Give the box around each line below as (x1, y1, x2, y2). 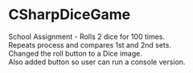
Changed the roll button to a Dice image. (8, 48, 142, 58)
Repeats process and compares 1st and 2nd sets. (8, 40, 171, 49)
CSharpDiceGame (8, 6, 131, 24)
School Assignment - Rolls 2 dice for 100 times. (8, 32, 165, 41)
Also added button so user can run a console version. (8, 57, 186, 67)
